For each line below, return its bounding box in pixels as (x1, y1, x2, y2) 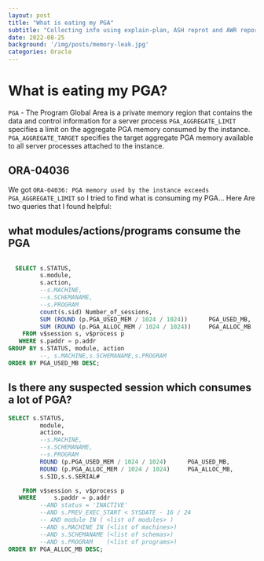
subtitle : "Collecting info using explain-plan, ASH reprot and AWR (8, 26, 237, 34)
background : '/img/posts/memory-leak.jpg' (8, 41, 149, 49)
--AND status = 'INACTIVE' (39, 501, 128, 509)
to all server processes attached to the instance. (8, 141, 165, 150)
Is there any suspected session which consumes (8, 381, 251, 394)
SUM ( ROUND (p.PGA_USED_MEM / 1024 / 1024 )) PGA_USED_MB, (39, 315, 251, 323)
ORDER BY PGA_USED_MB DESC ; (8, 359, 101, 367)
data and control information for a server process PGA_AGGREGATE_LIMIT (8, 115, 236, 126)
